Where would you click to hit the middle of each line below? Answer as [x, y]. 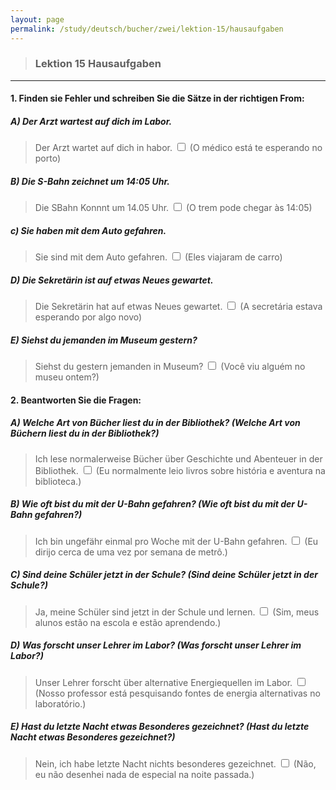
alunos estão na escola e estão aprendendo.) [128, 622]
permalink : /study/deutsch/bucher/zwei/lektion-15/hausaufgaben [147, 29]
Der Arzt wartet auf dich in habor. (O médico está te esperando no [178, 148]
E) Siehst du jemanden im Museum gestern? [104, 340]
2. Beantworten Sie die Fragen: [76, 400]
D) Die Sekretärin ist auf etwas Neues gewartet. [112, 280]
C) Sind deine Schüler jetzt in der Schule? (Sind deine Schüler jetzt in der [164, 575]
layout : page [37, 19]
